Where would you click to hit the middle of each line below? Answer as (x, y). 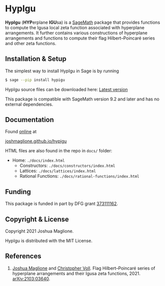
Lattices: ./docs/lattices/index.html (58, 171)
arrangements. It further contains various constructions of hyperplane (76, 33)
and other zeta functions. (31, 43)
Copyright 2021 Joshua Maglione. (40, 231)
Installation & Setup (36, 59)
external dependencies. (29, 104)
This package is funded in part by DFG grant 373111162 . (62, 204)
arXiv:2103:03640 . (31, 279)
